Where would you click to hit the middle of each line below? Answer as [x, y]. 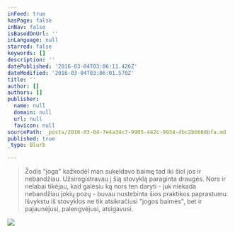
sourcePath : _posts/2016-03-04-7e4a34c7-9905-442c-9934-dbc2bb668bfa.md [117, 132]
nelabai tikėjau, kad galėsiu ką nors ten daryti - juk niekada [110, 186]
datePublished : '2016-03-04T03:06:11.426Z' [73, 66]
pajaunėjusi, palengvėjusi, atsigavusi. [79, 209]
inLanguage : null [33, 40]
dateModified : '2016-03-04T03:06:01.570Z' [71, 73]
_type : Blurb [27, 145]
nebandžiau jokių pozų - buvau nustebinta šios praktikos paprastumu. [126, 194]
